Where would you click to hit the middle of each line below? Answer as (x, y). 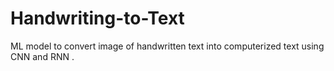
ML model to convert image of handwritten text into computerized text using (167, 46)
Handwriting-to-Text (97, 18)
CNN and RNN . (42, 56)
